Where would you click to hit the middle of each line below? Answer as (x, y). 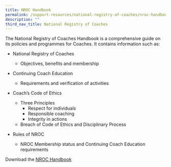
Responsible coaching (51, 114)
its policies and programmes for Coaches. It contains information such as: (83, 44)
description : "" (22, 19)
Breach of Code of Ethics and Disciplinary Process (73, 124)
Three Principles (37, 103)
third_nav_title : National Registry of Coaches (57, 24)
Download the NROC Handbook (38, 159)
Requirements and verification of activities (64, 83)
